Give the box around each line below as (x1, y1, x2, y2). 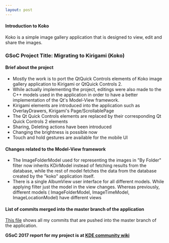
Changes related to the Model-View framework (5, 146, 106, 152)
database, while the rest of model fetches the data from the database (12, 168, 157, 174)
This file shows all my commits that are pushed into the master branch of (5, 217, 157, 223)
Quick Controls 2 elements (12, 118, 68, 124)
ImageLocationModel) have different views (12, 195, 102, 201)
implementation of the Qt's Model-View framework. (12, 97, 120, 103)
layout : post (5, 7, 33, 13)
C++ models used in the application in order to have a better (12, 92, 138, 98)
